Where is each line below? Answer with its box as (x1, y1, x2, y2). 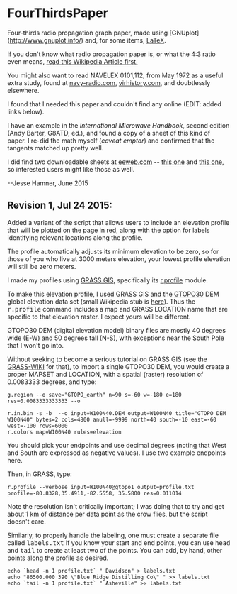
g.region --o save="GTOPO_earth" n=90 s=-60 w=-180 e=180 (7, 391, 182, 398)
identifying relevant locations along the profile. (7, 233, 143, 242)
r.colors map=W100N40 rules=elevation (7, 428, 122, 436)
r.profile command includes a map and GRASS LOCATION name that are (7, 304, 229, 313)
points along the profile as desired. (7, 554, 109, 562)
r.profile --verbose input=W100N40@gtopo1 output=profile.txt (7, 483, 195, 490)
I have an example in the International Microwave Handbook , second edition (7, 121, 230, 129)
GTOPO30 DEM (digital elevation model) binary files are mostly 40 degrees (7, 326, 226, 334)
